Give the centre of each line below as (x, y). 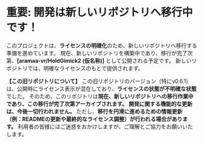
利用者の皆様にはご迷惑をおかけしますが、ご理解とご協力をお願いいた (105, 126)
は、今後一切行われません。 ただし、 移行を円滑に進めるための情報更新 (95, 111)
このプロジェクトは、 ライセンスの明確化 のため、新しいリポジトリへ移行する (102, 45)
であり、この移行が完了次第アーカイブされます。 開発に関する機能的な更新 (99, 104)
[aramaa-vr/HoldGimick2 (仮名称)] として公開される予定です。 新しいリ (107, 61)
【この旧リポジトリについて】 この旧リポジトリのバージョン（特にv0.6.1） (99, 81)
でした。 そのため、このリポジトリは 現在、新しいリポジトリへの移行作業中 (100, 96)
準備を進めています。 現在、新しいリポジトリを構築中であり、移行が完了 (97, 53)
